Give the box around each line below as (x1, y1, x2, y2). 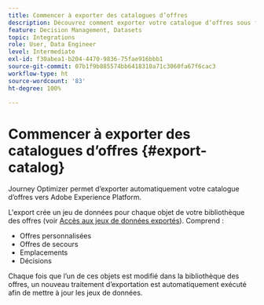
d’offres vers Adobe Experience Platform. (8, 193, 142, 202)
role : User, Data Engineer (8, 41, 97, 49)
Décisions (19, 256, 53, 266)
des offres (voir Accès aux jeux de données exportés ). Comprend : (8, 216, 225, 226)
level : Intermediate (8, 48, 76, 56)
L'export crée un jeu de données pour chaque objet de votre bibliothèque (8, 208, 245, 217)
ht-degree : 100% (8, 84, 61, 93)
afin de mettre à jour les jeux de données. (8, 288, 143, 298)
